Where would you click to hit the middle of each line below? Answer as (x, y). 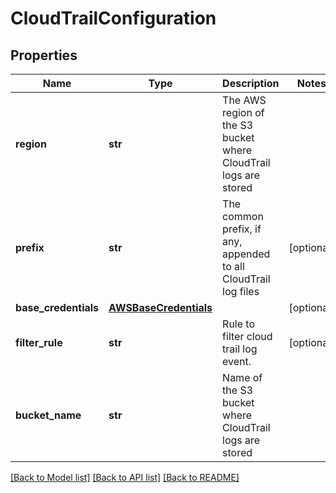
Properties (44, 55)
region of (243, 112)
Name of (242, 377)
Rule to (239, 324)
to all (233, 266)
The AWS (244, 100)
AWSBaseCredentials (160, 307)
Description (251, 83)
